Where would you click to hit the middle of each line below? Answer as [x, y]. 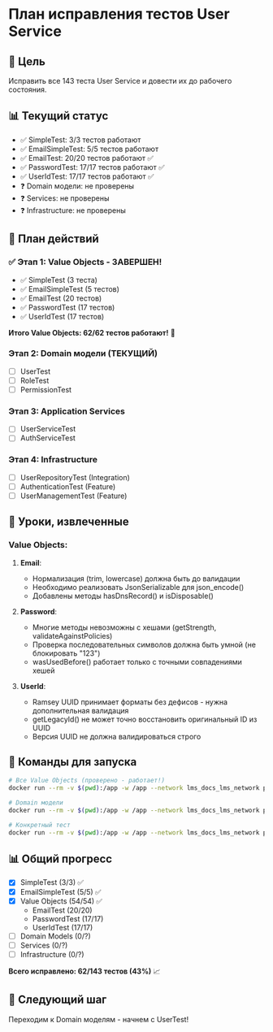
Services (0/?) [44, 945]
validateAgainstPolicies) [72, 635]
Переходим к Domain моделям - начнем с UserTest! [99, 1019]
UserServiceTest [48, 429]
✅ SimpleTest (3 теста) [58, 280]
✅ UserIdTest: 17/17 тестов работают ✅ [87, 176]
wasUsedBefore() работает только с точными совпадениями [137, 661]
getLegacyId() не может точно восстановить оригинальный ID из [145, 719]
